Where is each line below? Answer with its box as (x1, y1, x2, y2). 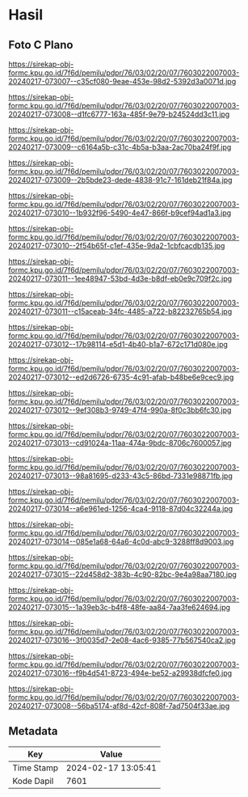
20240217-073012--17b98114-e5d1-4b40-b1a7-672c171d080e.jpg (8, 340, 229, 349)
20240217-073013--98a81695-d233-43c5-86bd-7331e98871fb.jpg (8, 471, 233, 481)
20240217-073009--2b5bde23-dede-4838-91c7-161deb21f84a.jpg (8, 176, 233, 184)
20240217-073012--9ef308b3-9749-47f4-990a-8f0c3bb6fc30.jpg (8, 405, 232, 414)
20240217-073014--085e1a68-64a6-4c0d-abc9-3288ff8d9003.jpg (8, 536, 234, 546)
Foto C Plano (8, 38, 74, 52)
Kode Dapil (12, 775, 54, 786)
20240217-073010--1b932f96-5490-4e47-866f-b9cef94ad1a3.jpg (8, 208, 232, 218)
